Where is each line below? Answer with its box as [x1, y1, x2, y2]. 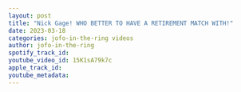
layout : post [8, 11, 52, 20]
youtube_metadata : [8, 71, 69, 79]
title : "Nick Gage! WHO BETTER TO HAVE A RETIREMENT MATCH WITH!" [8, 19, 234, 27]
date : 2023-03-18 [8, 26, 66, 34]
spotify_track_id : [8, 49, 69, 57]
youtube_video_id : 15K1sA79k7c [8, 57, 113, 65]
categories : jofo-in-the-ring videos [8, 34, 134, 42]
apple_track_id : [8, 64, 62, 72]
